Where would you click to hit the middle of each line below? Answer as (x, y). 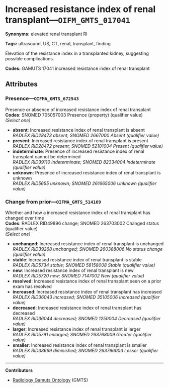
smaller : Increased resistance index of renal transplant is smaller (79, 345)
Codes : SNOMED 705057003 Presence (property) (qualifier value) (74, 115)
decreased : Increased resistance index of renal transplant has (77, 308)
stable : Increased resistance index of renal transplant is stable (77, 259)
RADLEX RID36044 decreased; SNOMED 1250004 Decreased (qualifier (87, 318)
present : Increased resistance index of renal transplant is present (80, 140)
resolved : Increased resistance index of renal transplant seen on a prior (87, 281)
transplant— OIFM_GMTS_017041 (68, 20)
